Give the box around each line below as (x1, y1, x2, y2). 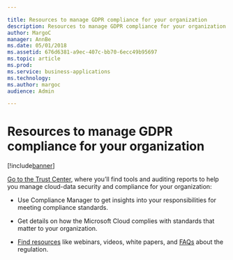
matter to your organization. (17, 224, 98, 233)
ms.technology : (7, 75, 52, 82)
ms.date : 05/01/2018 (7, 43, 68, 49)
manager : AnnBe (7, 36, 52, 43)
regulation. (17, 245, 49, 254)
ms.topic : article (7, 55, 61, 63)
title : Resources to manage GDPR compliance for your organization (7, 16, 208, 23)
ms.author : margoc (7, 81, 61, 88)
